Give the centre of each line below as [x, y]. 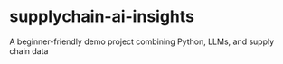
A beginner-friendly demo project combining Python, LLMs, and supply [142, 41]
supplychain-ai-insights [102, 17]
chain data [29, 50]
